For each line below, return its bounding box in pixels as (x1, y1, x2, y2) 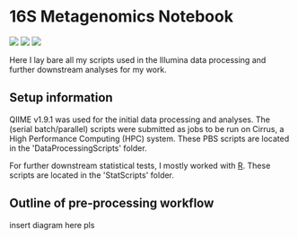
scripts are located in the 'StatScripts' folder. (9, 169, 175, 181)
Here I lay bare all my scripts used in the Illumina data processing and (9, 54, 267, 65)
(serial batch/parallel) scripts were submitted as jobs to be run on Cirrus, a (9, 123, 285, 134)
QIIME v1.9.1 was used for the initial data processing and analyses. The (9, 114, 271, 125)
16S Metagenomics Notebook (9, 6, 233, 27)
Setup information (9, 90, 114, 105)
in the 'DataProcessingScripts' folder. (9, 142, 147, 154)
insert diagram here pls (9, 219, 95, 230)
